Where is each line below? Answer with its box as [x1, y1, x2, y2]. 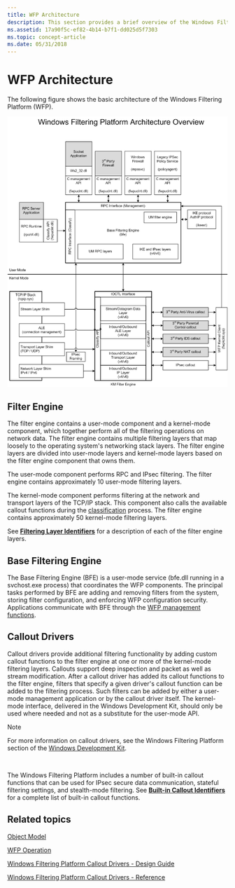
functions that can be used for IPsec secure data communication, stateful [7, 778, 219, 786]
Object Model [7, 832, 47, 840]
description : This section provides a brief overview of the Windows [7, 18, 215, 26]
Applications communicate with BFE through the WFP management [7, 603, 201, 612]
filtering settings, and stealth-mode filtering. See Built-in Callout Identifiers [7, 786, 226, 794]
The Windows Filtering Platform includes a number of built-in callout [7, 771, 204, 779]
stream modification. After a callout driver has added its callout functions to [7, 671, 225, 680]
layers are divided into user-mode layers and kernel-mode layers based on [7, 449, 222, 458]
